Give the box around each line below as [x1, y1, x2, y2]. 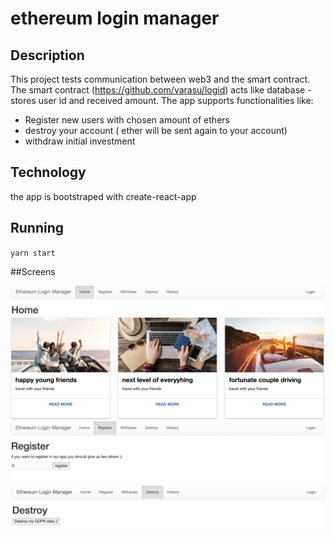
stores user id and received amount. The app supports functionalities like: [10, 95, 314, 106]
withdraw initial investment [24, 135, 136, 147]
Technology [10, 164, 87, 181]
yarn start [10, 248, 56, 258]
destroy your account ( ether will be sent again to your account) [24, 125, 288, 136]
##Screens [10, 265, 56, 277]
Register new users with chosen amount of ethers [24, 114, 230, 126]
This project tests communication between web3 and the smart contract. [10, 73, 311, 85]
